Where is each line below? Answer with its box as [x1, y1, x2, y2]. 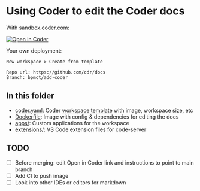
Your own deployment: [6, 47, 62, 54]
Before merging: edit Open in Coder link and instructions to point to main [14, 159, 195, 166]
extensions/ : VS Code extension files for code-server [14, 126, 147, 133]
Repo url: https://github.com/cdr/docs [6, 69, 106, 75]
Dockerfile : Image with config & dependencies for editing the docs [14, 113, 179, 120]
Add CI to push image [14, 172, 69, 179]
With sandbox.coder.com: [6, 24, 70, 31]
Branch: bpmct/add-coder [6, 74, 68, 80]
